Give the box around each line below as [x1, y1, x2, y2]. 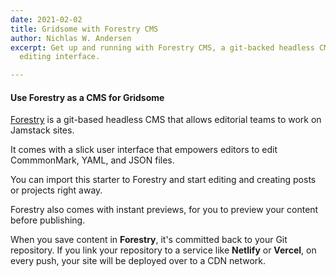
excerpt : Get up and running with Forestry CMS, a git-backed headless [10, 42, 315, 53]
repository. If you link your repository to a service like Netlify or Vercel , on [10, 244, 317, 256]
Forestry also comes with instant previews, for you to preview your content [10, 204, 319, 216]
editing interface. [19, 52, 101, 62]
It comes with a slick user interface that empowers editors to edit [10, 144, 278, 156]
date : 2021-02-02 [10, 14, 83, 25]
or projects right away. [10, 184, 103, 196]
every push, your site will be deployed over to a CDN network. [10, 255, 267, 267]
